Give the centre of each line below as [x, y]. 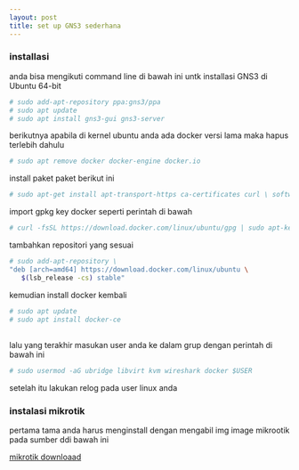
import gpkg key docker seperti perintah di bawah [101, 212]
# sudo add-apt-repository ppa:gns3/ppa [85, 102]
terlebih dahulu [37, 145]
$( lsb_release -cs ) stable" [73, 278]
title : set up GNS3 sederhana [65, 26]
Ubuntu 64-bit [36, 85]
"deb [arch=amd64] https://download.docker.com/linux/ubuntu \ [129, 269]
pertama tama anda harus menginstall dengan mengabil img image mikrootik [149, 430]
